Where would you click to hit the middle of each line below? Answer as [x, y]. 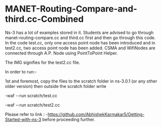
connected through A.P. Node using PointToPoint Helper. [62, 53]
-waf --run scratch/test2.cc [32, 105]
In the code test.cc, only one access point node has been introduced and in [80, 42]
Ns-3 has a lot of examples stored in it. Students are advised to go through [79, 32]
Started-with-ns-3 [23, 119]
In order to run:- [21, 71]
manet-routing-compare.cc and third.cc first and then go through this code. [80, 38]
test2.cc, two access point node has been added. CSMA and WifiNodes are [80, 48]
